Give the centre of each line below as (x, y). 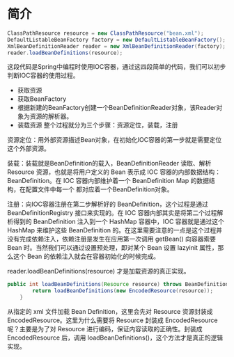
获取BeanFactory (42, 99)
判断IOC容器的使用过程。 (43, 76)
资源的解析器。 (51, 116)
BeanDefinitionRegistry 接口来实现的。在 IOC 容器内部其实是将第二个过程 (112, 213)
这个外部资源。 (29, 149)
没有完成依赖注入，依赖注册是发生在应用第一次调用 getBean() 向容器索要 (112, 239)
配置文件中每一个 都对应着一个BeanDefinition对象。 (99, 189)
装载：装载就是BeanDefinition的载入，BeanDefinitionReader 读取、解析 (109, 164)
